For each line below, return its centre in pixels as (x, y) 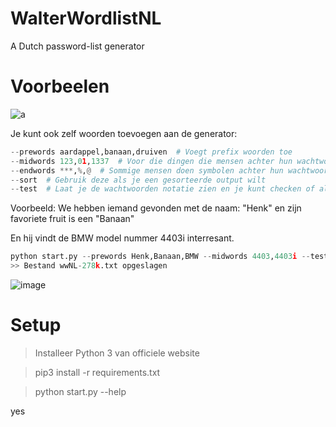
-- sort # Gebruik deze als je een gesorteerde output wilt (138, 180)
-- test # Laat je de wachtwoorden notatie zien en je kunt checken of (162, 189)
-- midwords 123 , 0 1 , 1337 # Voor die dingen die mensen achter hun (151, 161)
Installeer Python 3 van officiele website (117, 353)
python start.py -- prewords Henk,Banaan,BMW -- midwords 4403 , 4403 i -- (160, 257)
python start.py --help (80, 391)
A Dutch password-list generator (77, 46)
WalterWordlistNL (86, 18)
